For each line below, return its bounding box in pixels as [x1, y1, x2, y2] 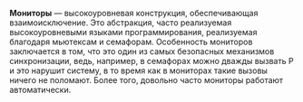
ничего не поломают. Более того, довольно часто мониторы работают [9, 75, 284, 85]
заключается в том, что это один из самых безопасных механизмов [9, 46, 275, 57]
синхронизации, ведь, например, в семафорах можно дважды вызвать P [9, 56, 294, 66]
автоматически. [9, 85, 72, 95]
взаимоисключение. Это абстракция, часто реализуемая [9, 17, 232, 28]
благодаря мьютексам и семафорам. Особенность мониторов [9, 36, 253, 47]
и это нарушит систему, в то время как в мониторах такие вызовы [9, 65, 268, 76]
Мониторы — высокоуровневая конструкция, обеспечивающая [9, 8, 259, 18]
